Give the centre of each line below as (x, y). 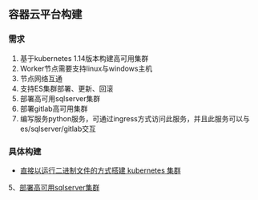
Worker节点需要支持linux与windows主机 (86, 68)
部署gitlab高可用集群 (54, 108)
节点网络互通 (41, 78)
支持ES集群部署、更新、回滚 (67, 88)
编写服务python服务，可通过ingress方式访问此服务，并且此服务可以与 (135, 118)
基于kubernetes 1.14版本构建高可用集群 (84, 58)
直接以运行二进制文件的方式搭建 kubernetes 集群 (101, 170)
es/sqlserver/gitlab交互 (58, 129)
